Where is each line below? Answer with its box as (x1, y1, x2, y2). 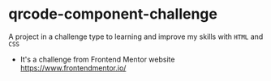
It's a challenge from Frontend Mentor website (19, 54, 175, 64)
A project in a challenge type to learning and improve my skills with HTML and (8, 32, 264, 41)
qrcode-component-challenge (8, 5, 217, 23)
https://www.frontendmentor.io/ (19, 62, 127, 73)
